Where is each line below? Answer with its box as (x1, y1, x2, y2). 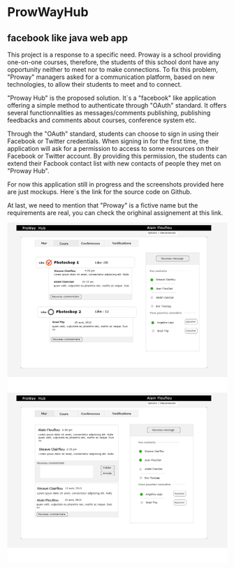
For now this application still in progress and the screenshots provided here (7, 180, 224, 189)
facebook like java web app (7, 32, 128, 44)
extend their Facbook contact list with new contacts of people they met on (7, 159, 221, 168)
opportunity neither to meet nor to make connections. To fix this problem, (7, 66, 219, 73)
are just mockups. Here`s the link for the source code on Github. (7, 188, 192, 196)
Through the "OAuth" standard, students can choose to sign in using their (7, 130, 219, 138)
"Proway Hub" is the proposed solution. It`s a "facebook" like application (7, 94, 217, 102)
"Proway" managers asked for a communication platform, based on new (7, 73, 215, 81)
